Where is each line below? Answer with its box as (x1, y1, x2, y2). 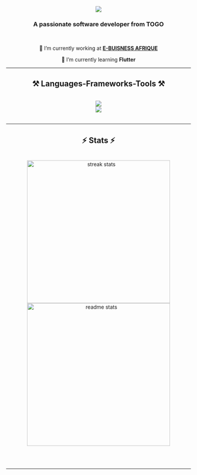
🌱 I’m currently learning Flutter (61, 56, 136, 63)
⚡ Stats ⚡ (81, 135, 116, 145)
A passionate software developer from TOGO (33, 20, 164, 29)
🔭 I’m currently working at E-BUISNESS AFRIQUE (39, 45, 158, 52)
